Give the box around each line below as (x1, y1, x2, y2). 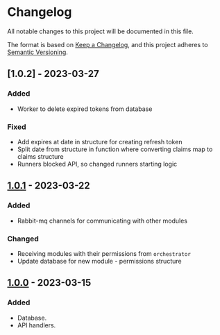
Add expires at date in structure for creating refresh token (17, 137, 183, 146)
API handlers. (17, 320, 56, 329)
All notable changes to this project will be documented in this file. (7, 27, 194, 35)
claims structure (17, 152, 64, 160)
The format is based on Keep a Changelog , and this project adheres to (7, 40, 208, 49)
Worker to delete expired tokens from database (17, 105, 153, 113)
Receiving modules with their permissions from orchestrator (17, 249, 191, 257)
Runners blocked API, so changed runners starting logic (17, 160, 178, 168)
